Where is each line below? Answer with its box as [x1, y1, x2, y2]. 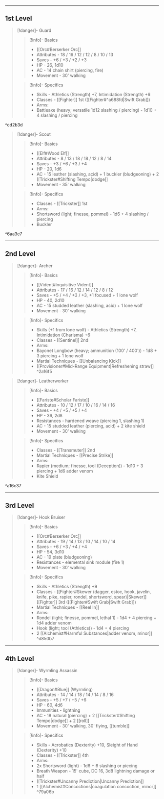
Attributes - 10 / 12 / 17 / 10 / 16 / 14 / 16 [36, 402, 115, 408]
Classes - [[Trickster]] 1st [36, 200, 88, 206]
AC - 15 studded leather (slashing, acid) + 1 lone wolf [36, 302, 143, 308]
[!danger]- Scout [17, 131, 51, 137]
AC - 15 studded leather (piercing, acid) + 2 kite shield [36, 423, 145, 429]
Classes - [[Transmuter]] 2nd [36, 447, 95, 453]
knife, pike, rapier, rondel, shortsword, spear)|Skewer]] [36, 594, 147, 600]
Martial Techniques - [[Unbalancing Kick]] [36, 358, 121, 364]
